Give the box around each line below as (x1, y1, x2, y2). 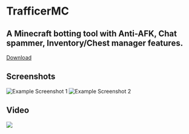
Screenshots (6, 72, 56, 82)
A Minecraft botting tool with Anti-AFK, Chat (6, 28, 177, 39)
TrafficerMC (6, 4, 70, 18)
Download (6, 54, 32, 61)
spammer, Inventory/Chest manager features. (6, 38, 184, 48)
